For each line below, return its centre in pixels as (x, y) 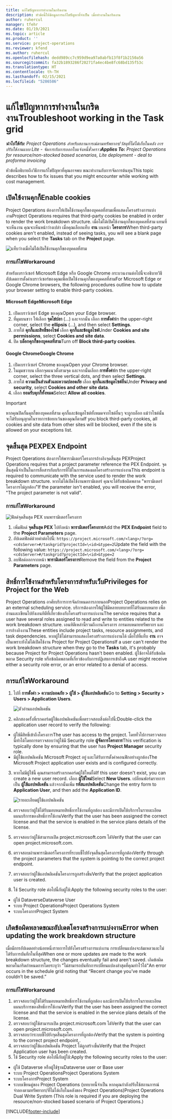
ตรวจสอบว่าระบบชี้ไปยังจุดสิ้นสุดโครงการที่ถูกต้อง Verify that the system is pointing (89, 1034)
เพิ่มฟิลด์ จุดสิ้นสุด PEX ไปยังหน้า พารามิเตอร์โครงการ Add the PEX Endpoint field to (90, 527)
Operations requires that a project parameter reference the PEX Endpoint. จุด (86, 465)
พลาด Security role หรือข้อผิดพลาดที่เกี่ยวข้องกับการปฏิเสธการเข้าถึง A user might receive (87, 659)
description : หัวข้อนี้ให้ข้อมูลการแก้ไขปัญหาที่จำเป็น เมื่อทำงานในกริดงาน (63, 15)
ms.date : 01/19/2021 (28, 29)
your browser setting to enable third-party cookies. (60, 290)
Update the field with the (140, 544)
